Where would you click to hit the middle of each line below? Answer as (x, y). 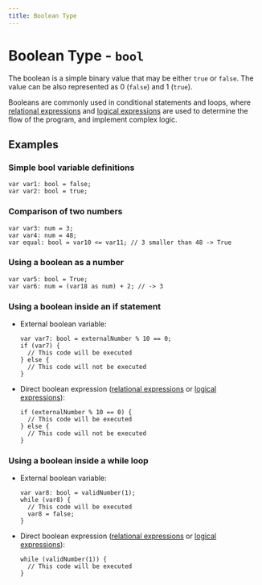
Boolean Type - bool (76, 55)
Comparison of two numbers (65, 212)
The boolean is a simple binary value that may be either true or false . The (131, 78)
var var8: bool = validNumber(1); (78, 493)
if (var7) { (40, 346)
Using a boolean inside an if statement (85, 306)
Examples (33, 145)
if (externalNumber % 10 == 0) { (76, 413)
